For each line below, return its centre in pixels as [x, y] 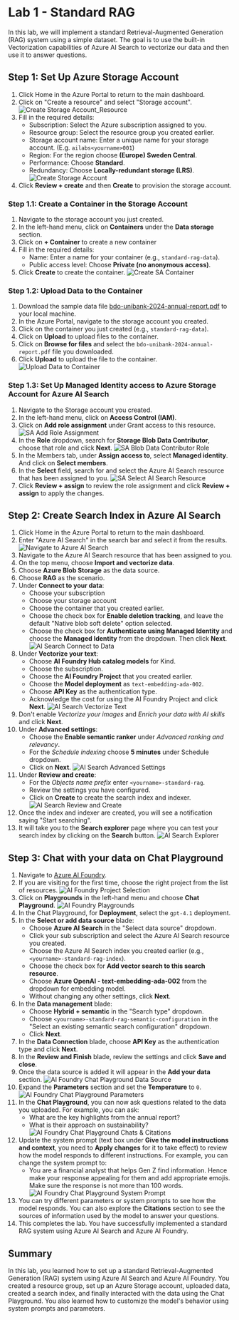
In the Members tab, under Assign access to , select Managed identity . [123, 455]
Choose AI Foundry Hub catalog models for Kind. [102, 661]
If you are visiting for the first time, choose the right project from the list [123, 883]
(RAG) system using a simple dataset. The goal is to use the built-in [107, 39]
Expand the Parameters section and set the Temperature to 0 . [110, 1087]
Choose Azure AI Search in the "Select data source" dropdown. [123, 928]
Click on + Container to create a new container [87, 242]
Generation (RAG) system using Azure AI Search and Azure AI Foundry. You [119, 1278]
